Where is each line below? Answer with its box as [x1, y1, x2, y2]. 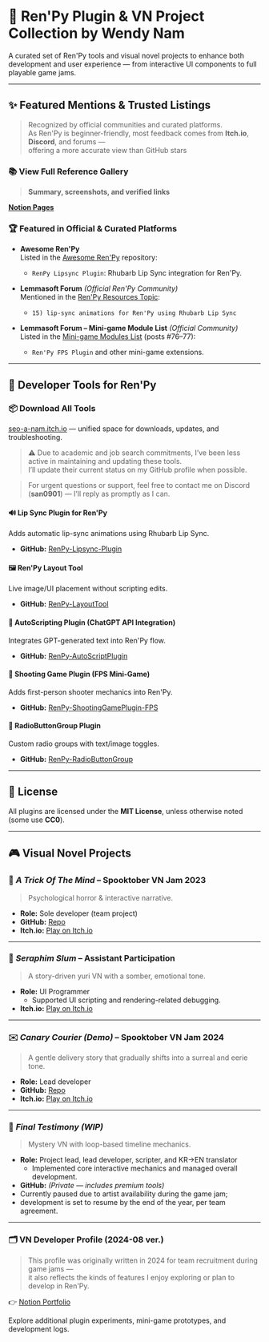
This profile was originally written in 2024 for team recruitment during [27, 1255, 259, 1265]
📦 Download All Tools [8, 402, 96, 413]
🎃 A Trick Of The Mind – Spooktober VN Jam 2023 [8, 875, 207, 886]
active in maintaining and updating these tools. [27, 457, 183, 466]
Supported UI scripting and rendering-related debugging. [31, 995, 222, 1005]
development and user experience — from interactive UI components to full [8, 59, 258, 69]
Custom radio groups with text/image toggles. [8, 739, 160, 748]
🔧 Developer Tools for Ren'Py [8, 378, 157, 392]
